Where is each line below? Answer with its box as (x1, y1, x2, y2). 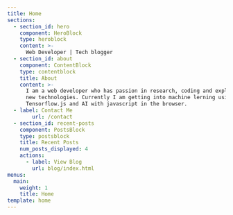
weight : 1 (19, 184, 49, 191)
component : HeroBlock (19, 29, 82, 37)
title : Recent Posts (19, 139, 79, 146)
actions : (19, 152, 45, 160)
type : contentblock (19, 68, 76, 75)
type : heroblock (19, 36, 67, 43)
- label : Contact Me (13, 107, 73, 114)
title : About (19, 74, 58, 82)
